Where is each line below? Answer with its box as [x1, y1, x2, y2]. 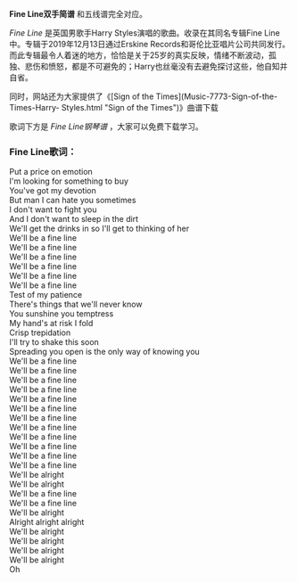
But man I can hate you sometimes [9, 195, 136, 206]
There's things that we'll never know [9, 299, 143, 310]
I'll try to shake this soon [9, 337, 100, 348]
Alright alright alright [9, 517, 85, 528]
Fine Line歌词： [9, 145, 78, 158]
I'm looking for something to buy [9, 176, 129, 186]
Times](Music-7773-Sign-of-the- [155, 91, 278, 102]
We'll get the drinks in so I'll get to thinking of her [9, 223, 190, 234]
